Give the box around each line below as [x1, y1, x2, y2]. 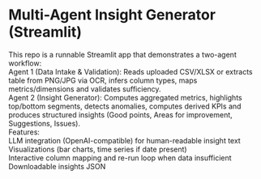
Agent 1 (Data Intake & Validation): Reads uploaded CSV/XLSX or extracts [8, 66, 253, 76]
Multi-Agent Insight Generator [8, 6, 216, 24]
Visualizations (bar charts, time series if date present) [8, 144, 188, 154]
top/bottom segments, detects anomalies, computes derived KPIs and [8, 101, 242, 111]
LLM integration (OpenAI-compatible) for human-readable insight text [8, 135, 241, 145]
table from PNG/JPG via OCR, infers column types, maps [8, 75, 198, 85]
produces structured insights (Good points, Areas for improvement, [8, 109, 233, 119]
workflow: [8, 58, 42, 68]
